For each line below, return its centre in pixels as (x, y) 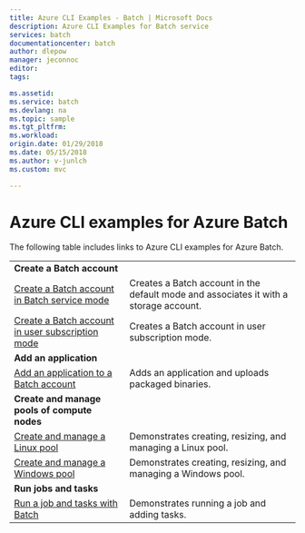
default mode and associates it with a (209, 294)
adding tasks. (158, 515)
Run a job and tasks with (66, 503)
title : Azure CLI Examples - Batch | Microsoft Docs (111, 18)
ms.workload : (34, 136)
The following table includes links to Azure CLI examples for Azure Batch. (147, 247)
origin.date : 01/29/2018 (56, 144)
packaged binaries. (170, 384)
